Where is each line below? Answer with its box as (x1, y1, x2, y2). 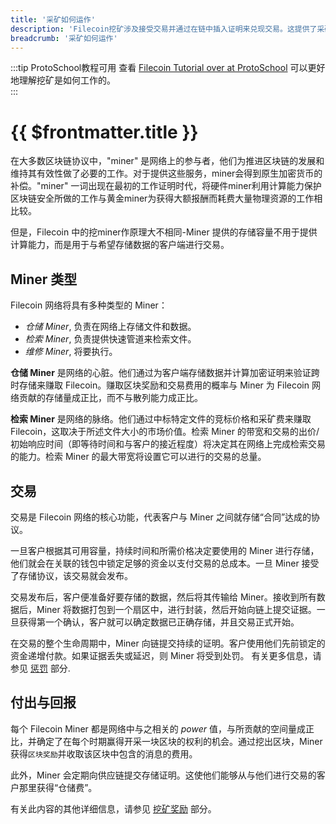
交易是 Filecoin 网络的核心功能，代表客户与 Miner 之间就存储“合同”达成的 (10, 511, 312, 523)
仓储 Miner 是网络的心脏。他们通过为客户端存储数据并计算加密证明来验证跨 (10, 367, 320, 379)
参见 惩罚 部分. (10, 662, 71, 674)
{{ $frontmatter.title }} (10, 121, 199, 143)
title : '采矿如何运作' (10, 14, 96, 25)
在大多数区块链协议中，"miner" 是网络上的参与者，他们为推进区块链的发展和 (10, 155, 325, 167)
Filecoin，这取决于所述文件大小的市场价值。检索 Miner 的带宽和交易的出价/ (10, 426, 320, 438)
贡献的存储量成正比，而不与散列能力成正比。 (18, 392, 203, 404)
